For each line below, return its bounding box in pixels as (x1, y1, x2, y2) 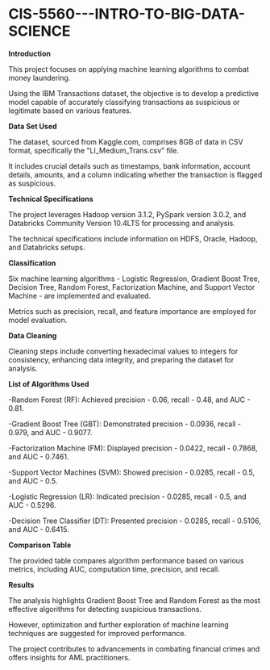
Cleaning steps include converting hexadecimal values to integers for (8, 346, 239, 356)
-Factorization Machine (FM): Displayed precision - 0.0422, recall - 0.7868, (8, 443, 258, 453)
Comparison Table (8, 540, 72, 550)
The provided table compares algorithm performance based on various (8, 555, 244, 565)
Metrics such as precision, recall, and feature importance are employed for (8, 306, 256, 316)
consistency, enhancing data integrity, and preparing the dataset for (8, 354, 235, 364)
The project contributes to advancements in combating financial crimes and (8, 643, 260, 654)
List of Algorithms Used (8, 379, 89, 388)
